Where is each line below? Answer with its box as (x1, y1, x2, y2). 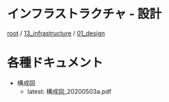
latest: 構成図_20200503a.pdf (27, 87, 112, 95)
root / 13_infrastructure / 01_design (7, 29, 105, 37)
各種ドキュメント (7, 55, 104, 71)
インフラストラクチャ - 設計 (7, 6, 162, 22)
